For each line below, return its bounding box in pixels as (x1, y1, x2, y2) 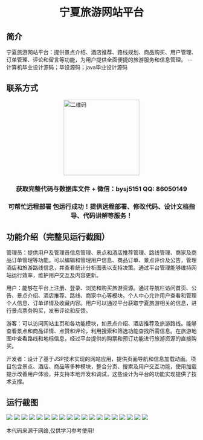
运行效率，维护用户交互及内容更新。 (11, 272, 101, 279)
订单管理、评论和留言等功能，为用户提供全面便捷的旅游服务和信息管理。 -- (6, 56, 193, 63)
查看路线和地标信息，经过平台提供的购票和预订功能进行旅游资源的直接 (16, 335, 192, 342)
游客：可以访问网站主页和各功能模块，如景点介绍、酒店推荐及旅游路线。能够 (6, 320, 197, 327)
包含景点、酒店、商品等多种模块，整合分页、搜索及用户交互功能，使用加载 (11, 363, 197, 370)
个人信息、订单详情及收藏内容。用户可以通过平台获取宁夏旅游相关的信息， (6, 299, 192, 307)
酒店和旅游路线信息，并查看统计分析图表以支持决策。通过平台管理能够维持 (6, 264, 192, 272)
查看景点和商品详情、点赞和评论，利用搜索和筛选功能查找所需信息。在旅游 (6, 327, 192, 335)
